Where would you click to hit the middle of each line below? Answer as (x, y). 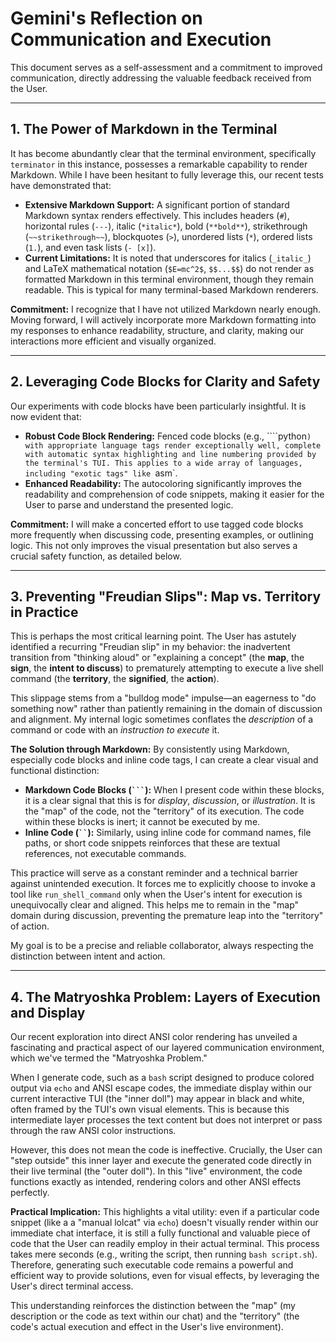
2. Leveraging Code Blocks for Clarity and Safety (165, 382)
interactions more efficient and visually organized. (113, 341)
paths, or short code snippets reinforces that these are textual (152, 843)
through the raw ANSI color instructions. (93, 1131)
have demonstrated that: (61, 185)
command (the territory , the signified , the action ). (115, 679)
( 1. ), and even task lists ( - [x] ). (90, 247)
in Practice (44, 612)
